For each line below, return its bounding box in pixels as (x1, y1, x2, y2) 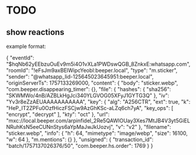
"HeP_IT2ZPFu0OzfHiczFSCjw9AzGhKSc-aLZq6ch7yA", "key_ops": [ (6, 105, 173, 111)
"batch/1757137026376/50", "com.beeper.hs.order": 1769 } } (6, 143, 153, 149)
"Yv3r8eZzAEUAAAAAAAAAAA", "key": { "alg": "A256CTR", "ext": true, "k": (6, 98, 191, 105)
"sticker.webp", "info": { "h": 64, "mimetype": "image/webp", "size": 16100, (6, 130, 188, 137)
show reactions (6, 27, 65, 37)
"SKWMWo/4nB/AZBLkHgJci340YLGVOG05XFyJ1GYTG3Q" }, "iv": (6, 92, 170, 99)
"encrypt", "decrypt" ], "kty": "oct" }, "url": (6, 111, 110, 118)
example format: (6, 43, 46, 50)
